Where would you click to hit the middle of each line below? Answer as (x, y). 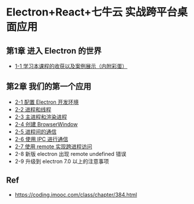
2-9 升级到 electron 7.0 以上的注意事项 (62, 161)
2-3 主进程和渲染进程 (41, 117)
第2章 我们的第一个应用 (49, 87)
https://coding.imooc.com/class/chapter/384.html (76, 195)
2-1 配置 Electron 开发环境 (47, 102)
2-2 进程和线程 (33, 109)
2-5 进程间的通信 (36, 132)
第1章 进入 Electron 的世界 (54, 51)
